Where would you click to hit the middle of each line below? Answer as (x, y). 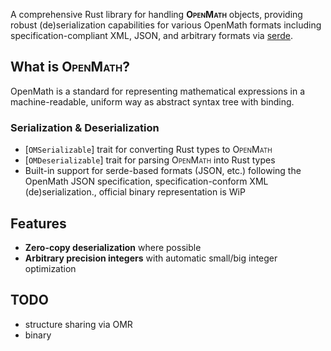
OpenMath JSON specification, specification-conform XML (146, 181)
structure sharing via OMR (78, 324)
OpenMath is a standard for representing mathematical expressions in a (158, 91)
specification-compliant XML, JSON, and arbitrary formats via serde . (152, 35)
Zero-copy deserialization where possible (113, 247)
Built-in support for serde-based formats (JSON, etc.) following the (163, 171)
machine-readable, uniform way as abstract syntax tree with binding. (152, 101)
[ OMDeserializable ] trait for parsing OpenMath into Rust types (150, 160)
